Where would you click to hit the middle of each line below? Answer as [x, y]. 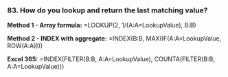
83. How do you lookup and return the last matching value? [107, 10]
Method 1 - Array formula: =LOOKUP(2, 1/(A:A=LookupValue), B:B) [102, 25]
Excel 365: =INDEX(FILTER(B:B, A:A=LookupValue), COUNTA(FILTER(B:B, [111, 59]
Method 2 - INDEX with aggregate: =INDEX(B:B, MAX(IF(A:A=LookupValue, [114, 38]
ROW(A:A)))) [25, 46]
